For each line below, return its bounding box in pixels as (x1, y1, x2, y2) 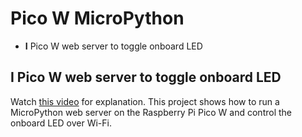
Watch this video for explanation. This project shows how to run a (10, 95, 280, 107)
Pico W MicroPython (10, 7, 185, 30)
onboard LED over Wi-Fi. (10, 117, 112, 129)
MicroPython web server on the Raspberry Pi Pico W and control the (10, 106, 293, 118)
